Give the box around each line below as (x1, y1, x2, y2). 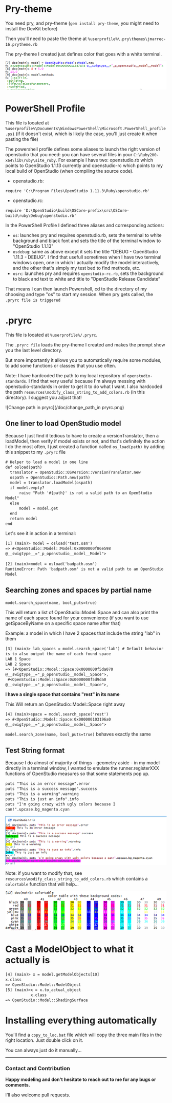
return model (10, 516, 38, 522)
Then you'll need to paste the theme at (5, 35, 87, 42)
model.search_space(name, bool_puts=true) (5, 600, 97, 605)
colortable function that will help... (5, 881, 79, 887)
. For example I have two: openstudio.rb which (55, 157, 154, 163)
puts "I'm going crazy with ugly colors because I (5, 802, 116, 807)
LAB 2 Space (5, 661, 31, 667)
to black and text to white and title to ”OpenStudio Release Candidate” (12, 275, 160, 282)
